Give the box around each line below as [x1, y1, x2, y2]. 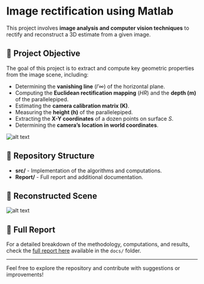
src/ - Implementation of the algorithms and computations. [15, 167, 162, 174]
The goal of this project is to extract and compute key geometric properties [6, 64, 194, 72]
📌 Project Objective [6, 49, 81, 59]
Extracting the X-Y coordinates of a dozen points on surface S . [15, 115, 174, 122]
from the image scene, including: [6, 71, 89, 78]
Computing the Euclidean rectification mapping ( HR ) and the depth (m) [15, 89, 196, 96]
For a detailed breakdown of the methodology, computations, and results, [6, 241, 190, 248]
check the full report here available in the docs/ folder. [6, 247, 141, 254]
